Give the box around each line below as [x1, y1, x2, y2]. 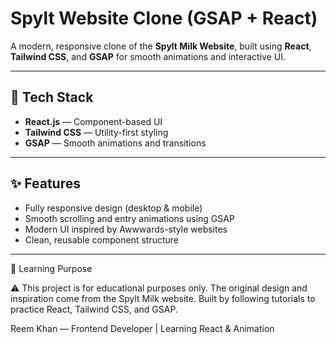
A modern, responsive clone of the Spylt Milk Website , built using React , [10, 40, 312, 52]
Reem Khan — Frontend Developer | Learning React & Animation [10, 322, 275, 334]
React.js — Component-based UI [24, 115, 163, 127]
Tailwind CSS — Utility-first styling [24, 126, 169, 138]
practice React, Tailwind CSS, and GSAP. [10, 303, 178, 315]
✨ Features [10, 175, 81, 192]
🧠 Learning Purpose [10, 262, 93, 274]
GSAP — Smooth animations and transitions [24, 137, 207, 149]
